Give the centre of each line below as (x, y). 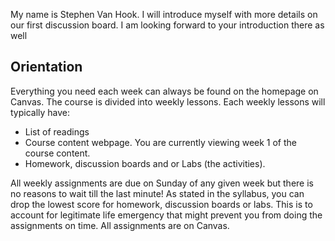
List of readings (57, 131)
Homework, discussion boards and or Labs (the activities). (145, 163)
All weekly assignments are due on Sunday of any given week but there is (162, 183)
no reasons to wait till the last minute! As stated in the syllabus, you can (157, 193)
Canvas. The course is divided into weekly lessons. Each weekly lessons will (168, 101)
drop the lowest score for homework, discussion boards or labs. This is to (161, 204)
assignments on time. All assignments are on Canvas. (120, 225)
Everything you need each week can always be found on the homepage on (164, 91)
